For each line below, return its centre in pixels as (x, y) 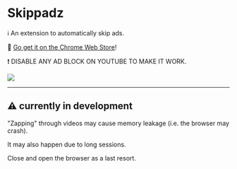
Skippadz (36, 13)
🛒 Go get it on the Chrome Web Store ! (62, 47)
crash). (18, 130)
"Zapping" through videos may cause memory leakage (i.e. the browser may (119, 123)
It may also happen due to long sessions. (67, 144)
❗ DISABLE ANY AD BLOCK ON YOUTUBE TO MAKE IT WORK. (97, 61)
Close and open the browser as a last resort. (72, 158)
